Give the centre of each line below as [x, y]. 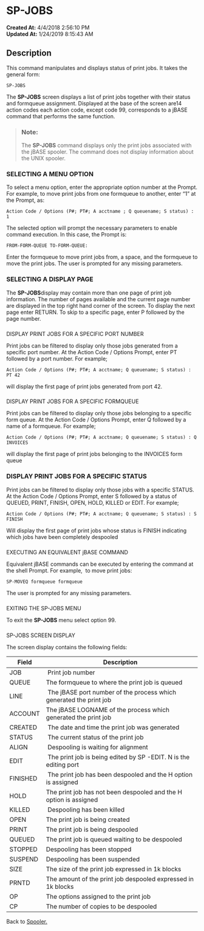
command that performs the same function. [61, 116]
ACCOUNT [25, 713]
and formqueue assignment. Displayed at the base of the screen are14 [94, 103]
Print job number [71, 672]
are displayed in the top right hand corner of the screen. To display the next [101, 305]
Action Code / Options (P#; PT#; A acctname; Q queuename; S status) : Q [102, 437]
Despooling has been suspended [93, 859]
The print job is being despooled [92, 829]
